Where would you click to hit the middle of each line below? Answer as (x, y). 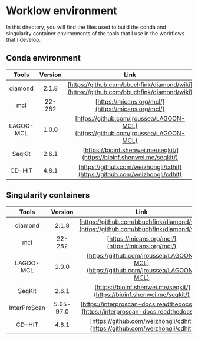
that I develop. (24, 39)
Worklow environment (62, 11)
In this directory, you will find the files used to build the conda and (86, 27)
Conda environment (43, 58)
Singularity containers (48, 195)
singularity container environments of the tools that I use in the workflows (95, 33)
